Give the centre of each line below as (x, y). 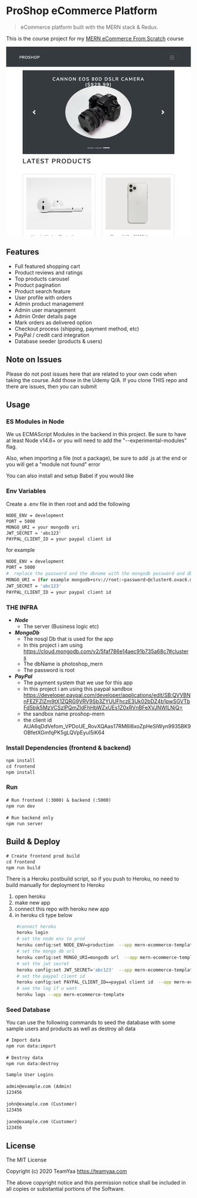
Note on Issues (34, 360)
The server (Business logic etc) (61, 627)
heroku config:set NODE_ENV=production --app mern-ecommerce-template (106, 945)
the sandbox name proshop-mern (64, 714)
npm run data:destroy (33, 1064)
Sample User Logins (30, 1075)
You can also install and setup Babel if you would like (70, 476)
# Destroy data (25, 1058)
